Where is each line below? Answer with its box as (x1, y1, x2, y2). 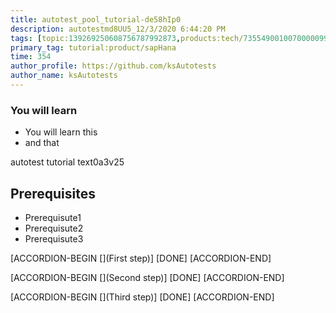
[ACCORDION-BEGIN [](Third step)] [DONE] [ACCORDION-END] (10, 291, 275, 303)
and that (24, 137, 60, 149)
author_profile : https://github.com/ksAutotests (10, 61, 217, 71)
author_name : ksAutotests (10, 71, 118, 81)
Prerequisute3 (24, 232, 84, 245)
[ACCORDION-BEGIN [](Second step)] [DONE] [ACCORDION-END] (10, 271, 285, 283)
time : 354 (10, 52, 52, 62)
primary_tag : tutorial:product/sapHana (10, 42, 177, 53)
